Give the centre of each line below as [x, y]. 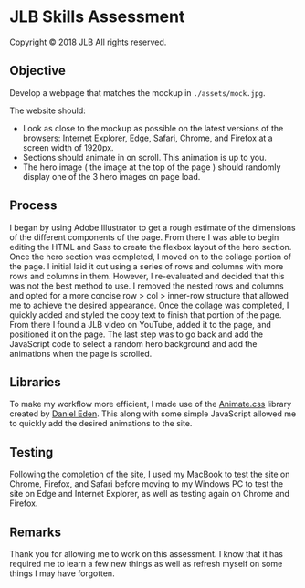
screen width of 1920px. [68, 147]
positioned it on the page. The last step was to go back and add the [137, 334]
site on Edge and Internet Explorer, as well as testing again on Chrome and [150, 494]
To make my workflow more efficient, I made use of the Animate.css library [151, 404]
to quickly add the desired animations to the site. [101, 424]
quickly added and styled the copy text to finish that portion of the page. [146, 315]
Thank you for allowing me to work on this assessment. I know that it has [146, 554]
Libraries [35, 382]
